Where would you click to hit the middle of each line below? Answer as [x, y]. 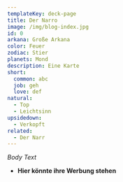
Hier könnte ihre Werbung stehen [67, 171]
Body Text [22, 157]
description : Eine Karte [43, 66]
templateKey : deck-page [42, 14]
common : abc [31, 79]
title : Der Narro [32, 20]
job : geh [26, 85]
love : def [28, 92]
